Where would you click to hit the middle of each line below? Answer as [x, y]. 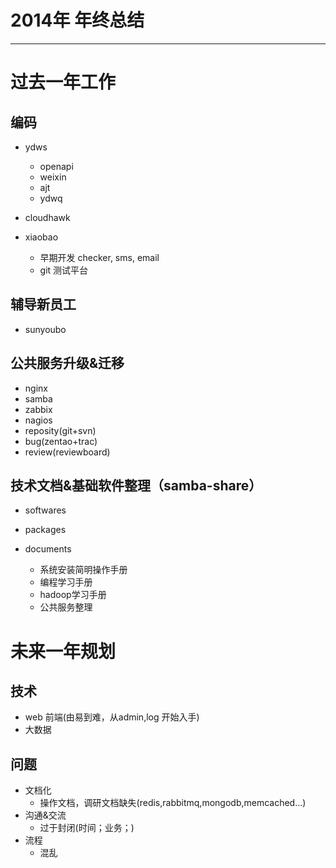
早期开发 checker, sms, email [99, 257]
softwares [45, 510]
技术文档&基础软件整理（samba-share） [136, 485]
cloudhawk [47, 217]
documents [48, 549]
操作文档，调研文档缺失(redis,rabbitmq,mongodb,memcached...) [173, 803]
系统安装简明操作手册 [83, 570]
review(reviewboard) [67, 452]
